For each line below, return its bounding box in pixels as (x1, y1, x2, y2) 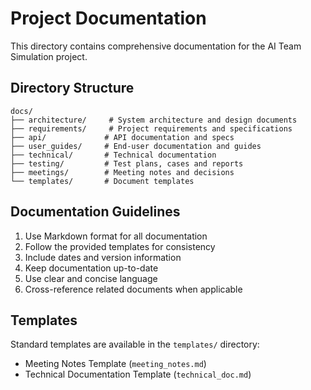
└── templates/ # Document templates (10, 176, 195, 186)
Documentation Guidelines (10, 203, 181, 221)
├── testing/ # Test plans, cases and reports (10, 158, 244, 169)
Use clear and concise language (24, 272, 158, 284)
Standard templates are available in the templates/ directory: (10, 338, 260, 351)
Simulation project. (10, 50, 88, 62)
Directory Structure (10, 80, 135, 97)
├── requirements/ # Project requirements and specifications (10, 123, 293, 134)
